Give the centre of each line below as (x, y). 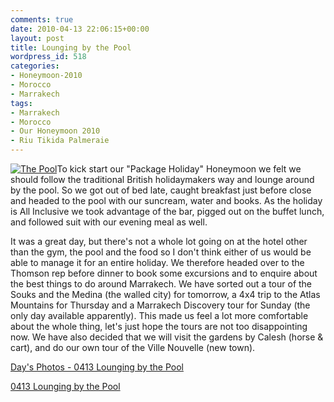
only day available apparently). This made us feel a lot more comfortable (159, 315)
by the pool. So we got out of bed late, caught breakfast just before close (161, 190)
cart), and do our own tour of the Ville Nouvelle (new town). (133, 347)
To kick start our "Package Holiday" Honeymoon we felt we (179, 169)
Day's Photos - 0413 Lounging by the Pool (97, 367)
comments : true (42, 19)
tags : (21, 103)
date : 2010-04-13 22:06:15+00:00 (80, 29)
